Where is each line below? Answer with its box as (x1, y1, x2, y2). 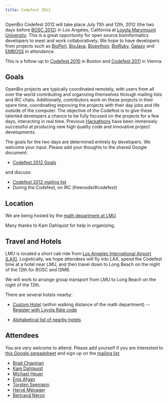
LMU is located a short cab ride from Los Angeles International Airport (5, 251, 151, 257)
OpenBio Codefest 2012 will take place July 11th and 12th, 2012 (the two (5, 21, 154, 27)
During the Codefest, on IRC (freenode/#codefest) (12, 184, 118, 190)
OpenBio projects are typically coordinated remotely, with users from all (5, 86, 154, 92)
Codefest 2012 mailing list (12, 179, 67, 185)
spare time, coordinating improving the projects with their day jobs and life (5, 102, 160, 108)
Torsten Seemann (12, 381, 49, 387)
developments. (5, 129, 36, 135)
